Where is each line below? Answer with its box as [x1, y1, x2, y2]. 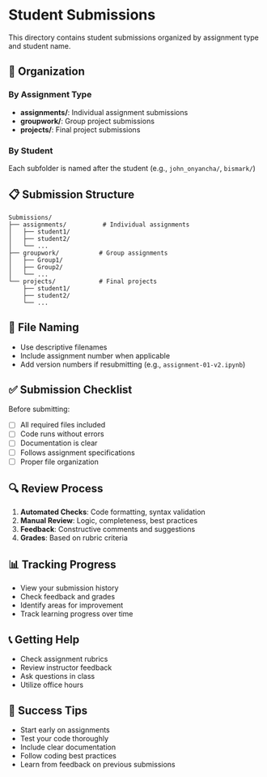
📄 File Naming [8, 320, 79, 334]
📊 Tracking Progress [8, 557, 117, 571]
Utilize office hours [19, 680, 83, 690]
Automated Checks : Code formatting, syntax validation [19, 507, 206, 517]
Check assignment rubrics [19, 655, 108, 664]
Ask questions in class [19, 672, 95, 681]
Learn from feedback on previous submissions [19, 759, 176, 769]
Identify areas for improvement [19, 600, 124, 610]
